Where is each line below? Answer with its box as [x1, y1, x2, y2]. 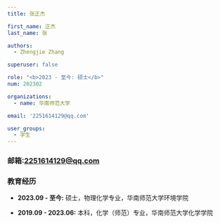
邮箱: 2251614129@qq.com [7, 156, 100, 165]
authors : [7, 42, 33, 49]
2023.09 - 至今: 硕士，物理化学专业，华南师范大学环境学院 [17, 194, 189, 202]
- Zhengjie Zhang [13, 48, 65, 56]
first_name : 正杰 [7, 22, 56, 30]
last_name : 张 [7, 29, 48, 36]
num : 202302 [7, 81, 42, 88]
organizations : [7, 93, 52, 100]
